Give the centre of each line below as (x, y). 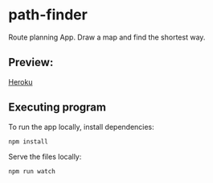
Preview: (31, 62)
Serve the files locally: (45, 156)
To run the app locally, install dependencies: (81, 127)
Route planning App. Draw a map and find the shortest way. (107, 37)
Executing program (57, 108)
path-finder (48, 15)
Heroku (20, 81)
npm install (28, 141)
